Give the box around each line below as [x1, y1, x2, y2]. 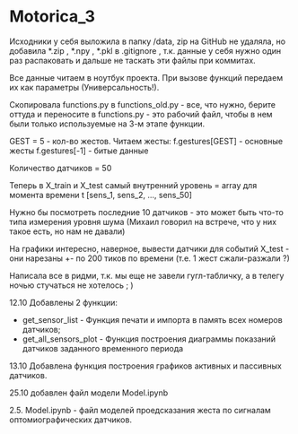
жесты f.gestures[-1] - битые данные [9, 145, 149, 156]
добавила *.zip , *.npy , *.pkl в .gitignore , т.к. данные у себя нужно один [9, 45, 281, 56]
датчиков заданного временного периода [22, 343, 184, 353]
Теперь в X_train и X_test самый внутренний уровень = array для [9, 179, 258, 190]
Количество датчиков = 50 [9, 162, 112, 173]
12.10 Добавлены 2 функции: [9, 297, 118, 308]
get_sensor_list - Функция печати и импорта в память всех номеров [22, 314, 283, 325]
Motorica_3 [9, 6, 96, 27]
